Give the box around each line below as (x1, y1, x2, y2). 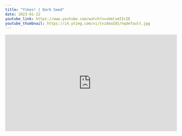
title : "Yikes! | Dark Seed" (5, 7, 65, 12)
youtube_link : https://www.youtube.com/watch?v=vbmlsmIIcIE (5, 16, 131, 21)
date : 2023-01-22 (5, 12, 41, 17)
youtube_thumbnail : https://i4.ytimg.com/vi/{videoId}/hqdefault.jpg (5, 21, 151, 26)
